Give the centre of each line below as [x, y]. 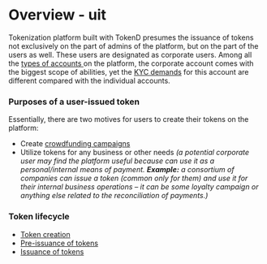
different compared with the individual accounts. [89, 80]
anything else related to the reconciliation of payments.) [114, 196]
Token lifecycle [39, 217]
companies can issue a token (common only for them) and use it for [134, 178]
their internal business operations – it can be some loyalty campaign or [139, 187]
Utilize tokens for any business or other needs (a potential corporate [135, 153]
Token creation [45, 234]
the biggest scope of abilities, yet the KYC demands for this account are [129, 71]
